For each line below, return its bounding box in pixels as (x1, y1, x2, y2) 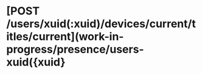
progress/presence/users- (6, 43, 144, 57)
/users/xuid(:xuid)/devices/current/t (6, 17, 196, 31)
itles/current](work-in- (6, 30, 124, 43)
